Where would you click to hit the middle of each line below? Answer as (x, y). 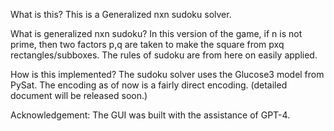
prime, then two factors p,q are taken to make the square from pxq (147, 44)
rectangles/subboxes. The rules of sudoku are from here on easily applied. (164, 55)
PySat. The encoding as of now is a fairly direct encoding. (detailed (149, 85)
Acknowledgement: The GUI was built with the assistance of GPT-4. (150, 115)
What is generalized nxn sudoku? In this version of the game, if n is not (156, 33)
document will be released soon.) (79, 95)
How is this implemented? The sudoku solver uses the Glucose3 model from (167, 74)
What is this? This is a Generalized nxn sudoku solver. (121, 14)
